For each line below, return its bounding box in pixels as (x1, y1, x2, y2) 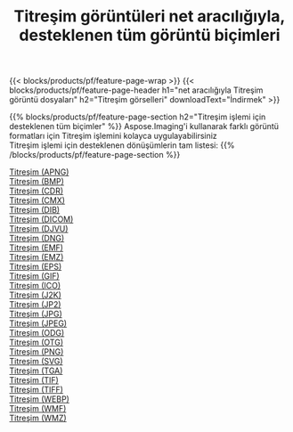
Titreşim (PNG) (9, 346, 64, 357)
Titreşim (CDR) (9, 185, 64, 197)
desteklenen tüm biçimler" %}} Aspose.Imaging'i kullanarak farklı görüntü (9, 121, 279, 132)
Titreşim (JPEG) (9, 318, 68, 329)
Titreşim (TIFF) (9, 385, 64, 395)
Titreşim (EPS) (9, 261, 62, 273)
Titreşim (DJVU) (9, 224, 69, 234)
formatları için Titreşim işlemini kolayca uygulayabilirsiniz (9, 131, 218, 142)
